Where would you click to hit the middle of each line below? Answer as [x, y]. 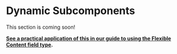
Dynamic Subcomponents [71, 11]
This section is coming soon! [41, 27]
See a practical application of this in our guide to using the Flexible [89, 38]
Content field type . [30, 45]
